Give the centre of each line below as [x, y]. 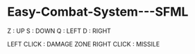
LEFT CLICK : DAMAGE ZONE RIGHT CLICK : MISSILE [84, 44]
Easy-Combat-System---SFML [98, 12]
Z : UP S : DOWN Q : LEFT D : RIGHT [59, 31]
